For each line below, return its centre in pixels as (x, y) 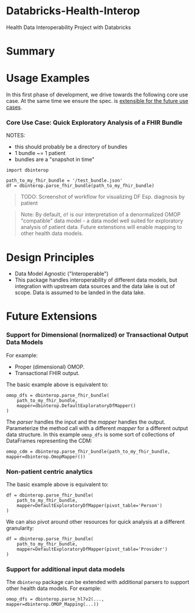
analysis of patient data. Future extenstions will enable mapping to (101, 227)
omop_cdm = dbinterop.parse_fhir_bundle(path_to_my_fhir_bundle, (88, 451)
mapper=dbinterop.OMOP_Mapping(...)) (53, 605)
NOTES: (16, 135)
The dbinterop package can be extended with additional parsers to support (98, 582)
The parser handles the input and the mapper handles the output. (86, 422)
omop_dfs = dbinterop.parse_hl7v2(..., (55, 599)
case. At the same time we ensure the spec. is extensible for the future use (97, 101)
